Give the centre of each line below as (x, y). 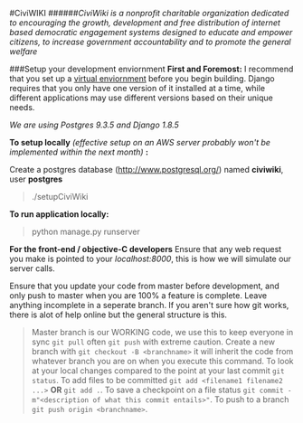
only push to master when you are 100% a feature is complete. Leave (138, 296)
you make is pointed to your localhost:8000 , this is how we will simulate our (151, 258)
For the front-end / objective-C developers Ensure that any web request (146, 249)
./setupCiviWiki (60, 197)
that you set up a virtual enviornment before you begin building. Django (142, 79)
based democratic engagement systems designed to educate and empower (151, 32)
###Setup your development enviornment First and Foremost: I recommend (151, 69)
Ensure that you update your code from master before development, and (145, 286)
